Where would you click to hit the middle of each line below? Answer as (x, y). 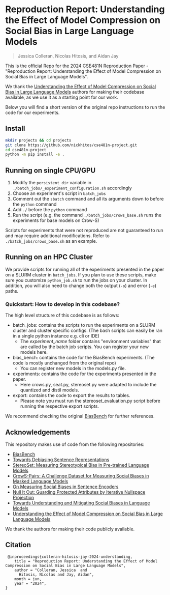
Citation (18, 545)
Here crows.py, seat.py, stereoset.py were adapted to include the (88, 385)
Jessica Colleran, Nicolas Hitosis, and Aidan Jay (68, 56)
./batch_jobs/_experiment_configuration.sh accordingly (72, 188)
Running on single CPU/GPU (50, 170)
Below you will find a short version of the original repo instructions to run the (85, 107)
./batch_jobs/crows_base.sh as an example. (51, 241)
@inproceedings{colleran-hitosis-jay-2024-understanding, (70, 557)
